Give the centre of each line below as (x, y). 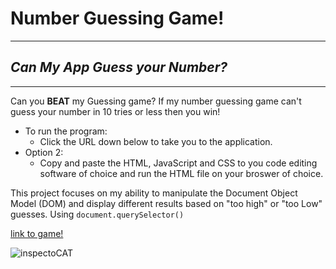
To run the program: (66, 131)
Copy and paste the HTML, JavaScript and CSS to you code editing (178, 163)
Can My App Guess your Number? (119, 67)
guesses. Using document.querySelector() (97, 214)
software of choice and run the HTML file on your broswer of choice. (181, 173)
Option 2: (44, 152)
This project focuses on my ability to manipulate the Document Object (154, 193)
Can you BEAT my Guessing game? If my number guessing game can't (156, 101)
